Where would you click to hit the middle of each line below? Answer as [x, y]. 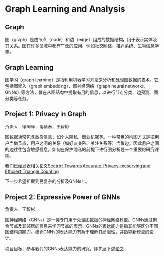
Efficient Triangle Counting [32, 171]
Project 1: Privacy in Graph [46, 114]
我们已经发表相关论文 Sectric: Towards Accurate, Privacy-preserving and [78, 166]
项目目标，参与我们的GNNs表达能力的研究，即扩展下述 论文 [64, 249]
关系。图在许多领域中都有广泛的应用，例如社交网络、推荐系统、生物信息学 [84, 46]
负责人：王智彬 [20, 209]
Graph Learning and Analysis [65, 9]
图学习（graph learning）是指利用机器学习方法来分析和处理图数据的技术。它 [82, 80]
